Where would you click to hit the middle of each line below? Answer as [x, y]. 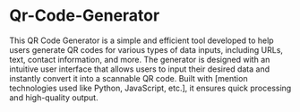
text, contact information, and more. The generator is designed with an [140, 59]
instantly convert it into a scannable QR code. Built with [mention [129, 78]
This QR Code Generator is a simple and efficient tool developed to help [142, 40]
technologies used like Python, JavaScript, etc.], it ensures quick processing [150, 88]
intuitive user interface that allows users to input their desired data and [140, 69]
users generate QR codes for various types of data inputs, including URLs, [146, 49]
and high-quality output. [54, 97]
